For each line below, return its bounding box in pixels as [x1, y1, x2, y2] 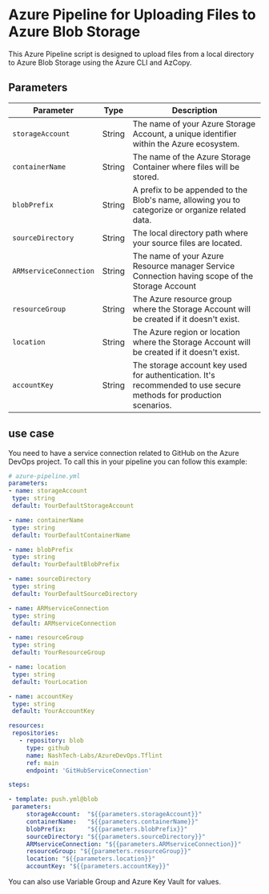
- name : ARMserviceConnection [8, 604, 110, 612]
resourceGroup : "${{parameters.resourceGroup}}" [26, 848, 192, 856]
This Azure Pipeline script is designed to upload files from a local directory [8, 49, 255, 58]
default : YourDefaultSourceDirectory [11, 590, 138, 598]
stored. [132, 171, 159, 182]
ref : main [26, 759, 59, 767]
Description [171, 104, 218, 115]
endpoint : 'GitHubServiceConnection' [26, 767, 152, 775]
